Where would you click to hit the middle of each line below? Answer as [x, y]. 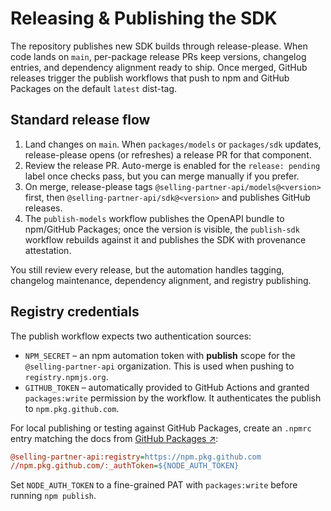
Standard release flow [80, 120]
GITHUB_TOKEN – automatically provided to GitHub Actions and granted [167, 387]
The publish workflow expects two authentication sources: [131, 336]
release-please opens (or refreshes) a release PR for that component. [168, 154]
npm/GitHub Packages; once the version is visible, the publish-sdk [162, 229]
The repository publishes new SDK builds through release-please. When [159, 46]
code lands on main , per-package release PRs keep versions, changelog [158, 56]
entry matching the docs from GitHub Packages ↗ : [114, 438]
